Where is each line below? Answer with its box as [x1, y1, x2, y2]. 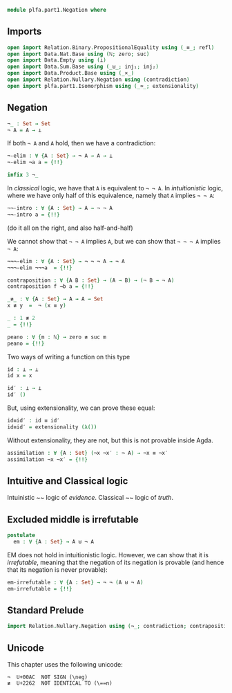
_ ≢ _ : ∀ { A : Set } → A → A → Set [7, 296, 104, 303]
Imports [7, 26, 42, 37]
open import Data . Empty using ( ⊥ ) [7, 57, 107, 64]
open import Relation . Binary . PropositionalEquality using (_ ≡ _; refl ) [7, 44, 215, 51]
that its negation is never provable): [7, 565, 108, 574]
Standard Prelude [7, 604, 84, 616]
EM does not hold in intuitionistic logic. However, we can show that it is [7, 550, 209, 559]
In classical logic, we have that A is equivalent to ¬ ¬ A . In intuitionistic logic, [7, 184, 223, 192]
